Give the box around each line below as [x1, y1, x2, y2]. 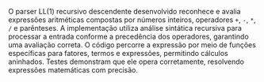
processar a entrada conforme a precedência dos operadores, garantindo [8, 32, 250, 41]
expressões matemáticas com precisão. [8, 65, 139, 74]
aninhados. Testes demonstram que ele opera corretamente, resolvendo [8, 57, 244, 66]
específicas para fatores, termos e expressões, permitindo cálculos [8, 49, 228, 58]
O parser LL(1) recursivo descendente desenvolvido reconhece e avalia [8, 7, 241, 16]
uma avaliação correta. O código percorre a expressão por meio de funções [8, 40, 256, 50]
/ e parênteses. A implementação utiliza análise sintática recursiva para [8, 24, 242, 32]
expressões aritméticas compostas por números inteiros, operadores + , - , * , [8, 15, 256, 24]
